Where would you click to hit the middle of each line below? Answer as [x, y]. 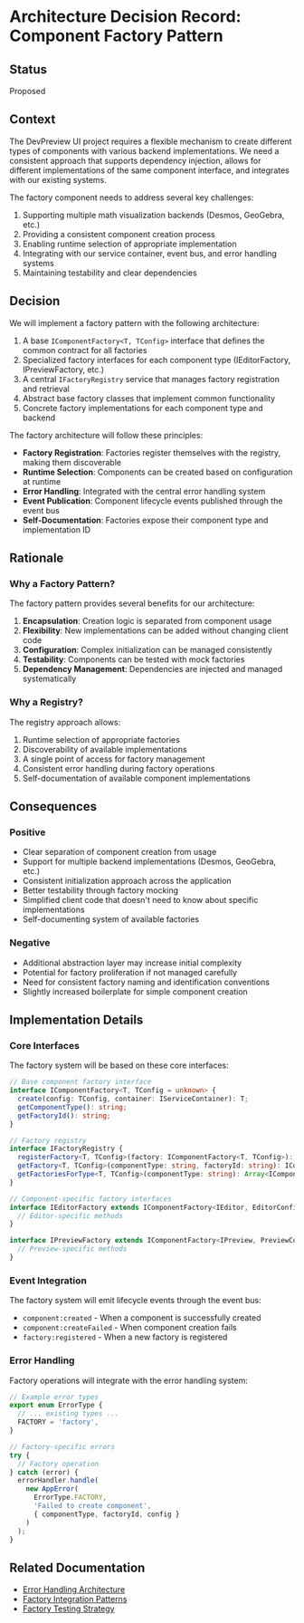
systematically [49, 679]
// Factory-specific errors [62, 1446]
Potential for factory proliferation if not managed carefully [130, 972]
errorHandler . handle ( [58, 1481]
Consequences [53, 807]
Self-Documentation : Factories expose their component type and [145, 520]
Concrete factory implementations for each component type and [143, 408]
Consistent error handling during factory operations [119, 768]
